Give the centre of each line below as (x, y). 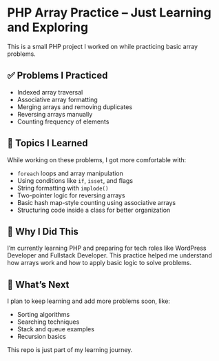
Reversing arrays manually (55, 114)
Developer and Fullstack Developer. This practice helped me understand (109, 255)
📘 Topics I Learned (48, 143)
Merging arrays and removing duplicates (75, 107)
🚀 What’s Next (38, 284)
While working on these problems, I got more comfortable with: (97, 159)
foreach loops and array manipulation (70, 173)
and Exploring (48, 27)
